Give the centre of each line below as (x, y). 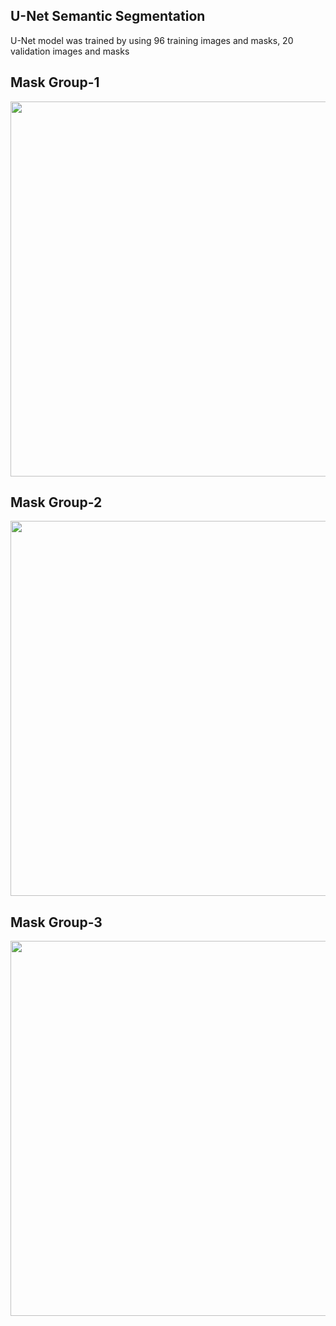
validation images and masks (70, 51)
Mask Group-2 (56, 502)
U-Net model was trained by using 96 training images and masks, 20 (152, 40)
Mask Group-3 (56, 922)
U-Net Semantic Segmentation (108, 16)
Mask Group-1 (55, 82)
